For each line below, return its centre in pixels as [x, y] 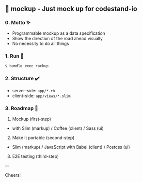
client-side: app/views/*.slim [41, 96]
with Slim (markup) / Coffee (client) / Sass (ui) [58, 128]
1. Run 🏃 [15, 56]
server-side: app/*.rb [33, 91]
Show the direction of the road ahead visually [57, 38]
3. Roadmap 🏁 [22, 108]
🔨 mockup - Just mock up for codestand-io [71, 9]
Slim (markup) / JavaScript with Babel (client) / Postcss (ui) [71, 147]
